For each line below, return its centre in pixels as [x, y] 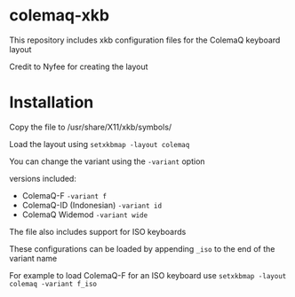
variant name [33, 258]
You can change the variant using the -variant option [108, 161]
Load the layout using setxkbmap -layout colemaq [100, 144]
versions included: [43, 178]
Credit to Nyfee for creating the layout [79, 66]
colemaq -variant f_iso [53, 284]
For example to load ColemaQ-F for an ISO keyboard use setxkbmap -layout [148, 275]
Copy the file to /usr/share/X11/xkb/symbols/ [91, 127]
